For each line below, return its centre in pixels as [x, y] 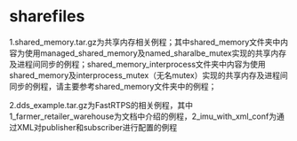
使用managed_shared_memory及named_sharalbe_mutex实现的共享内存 [156, 53]
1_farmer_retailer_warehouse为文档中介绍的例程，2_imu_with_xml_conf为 [143, 116]
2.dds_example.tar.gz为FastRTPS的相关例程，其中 [101, 105]
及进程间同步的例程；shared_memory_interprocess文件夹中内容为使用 [138, 64]
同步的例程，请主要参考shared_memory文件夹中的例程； [113, 86]
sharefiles [47, 16]
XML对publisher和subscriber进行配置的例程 [97, 127]
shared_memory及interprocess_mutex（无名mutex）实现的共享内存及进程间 [149, 75]
